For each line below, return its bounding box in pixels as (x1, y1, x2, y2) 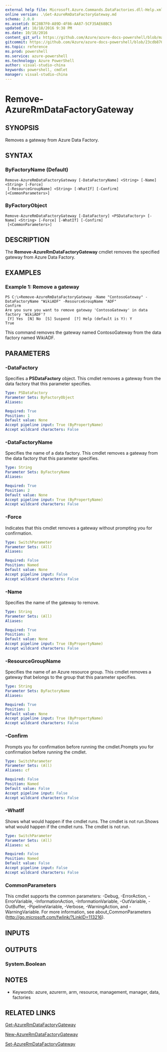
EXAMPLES (5, 269, 41, 277)
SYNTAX (5, 151, 33, 160)
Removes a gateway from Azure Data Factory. (5, 137, 99, 143)
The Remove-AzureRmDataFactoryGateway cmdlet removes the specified (5, 249, 160, 255)
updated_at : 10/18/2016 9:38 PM (5, 26, 72, 31)
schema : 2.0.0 (5, 16, 35, 21)
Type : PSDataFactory (5, 390, 48, 395)
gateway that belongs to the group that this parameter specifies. (5, 674, 137, 680)
